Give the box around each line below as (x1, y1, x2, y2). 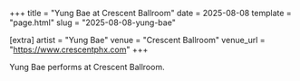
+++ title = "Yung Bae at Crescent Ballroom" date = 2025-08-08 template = (9, 8, 292, 18)
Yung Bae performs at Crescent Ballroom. (9, 62, 165, 72)
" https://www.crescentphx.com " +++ (9, 44, 149, 55)
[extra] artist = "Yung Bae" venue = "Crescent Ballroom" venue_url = (9, 35, 266, 45)
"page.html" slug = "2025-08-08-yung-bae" (9, 17, 177, 28)
